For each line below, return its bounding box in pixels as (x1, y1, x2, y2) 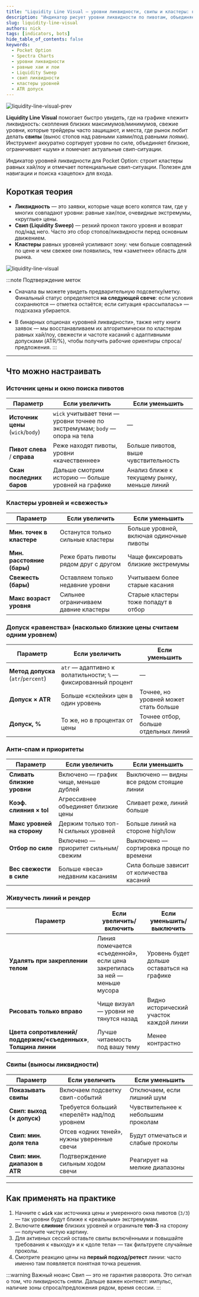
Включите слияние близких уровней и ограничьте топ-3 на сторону (14, 1221, 188, 1229)
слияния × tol (9, 806, 49, 815)
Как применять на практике (6, 1194, 116, 1204)
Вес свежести (9, 865, 52, 873)
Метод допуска (9, 667, 55, 675)
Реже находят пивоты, (53, 441, 117, 450)
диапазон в (9, 1159, 43, 1167)
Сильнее (59, 590, 85, 598)
